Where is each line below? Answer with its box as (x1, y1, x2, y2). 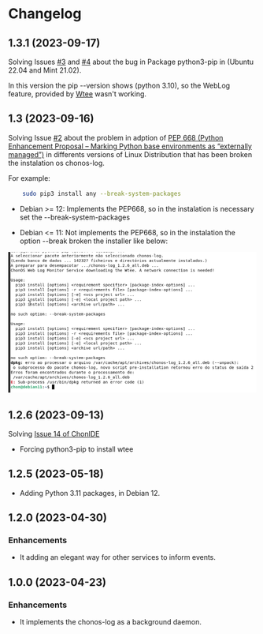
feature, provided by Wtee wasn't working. (8, 89, 147, 99)
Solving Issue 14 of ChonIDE (8, 429, 100, 438)
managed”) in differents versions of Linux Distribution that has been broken (8, 149, 253, 159)
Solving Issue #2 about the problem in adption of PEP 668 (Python (8, 133, 224, 142)
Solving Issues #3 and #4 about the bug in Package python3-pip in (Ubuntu (8, 57, 254, 66)
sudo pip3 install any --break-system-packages (22, 189, 181, 197)
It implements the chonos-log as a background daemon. (19, 617, 202, 627)
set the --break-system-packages (19, 212, 131, 222)
